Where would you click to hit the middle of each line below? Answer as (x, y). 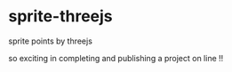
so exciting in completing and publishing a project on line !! (116, 58)
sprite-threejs (60, 16)
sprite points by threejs (50, 41)
